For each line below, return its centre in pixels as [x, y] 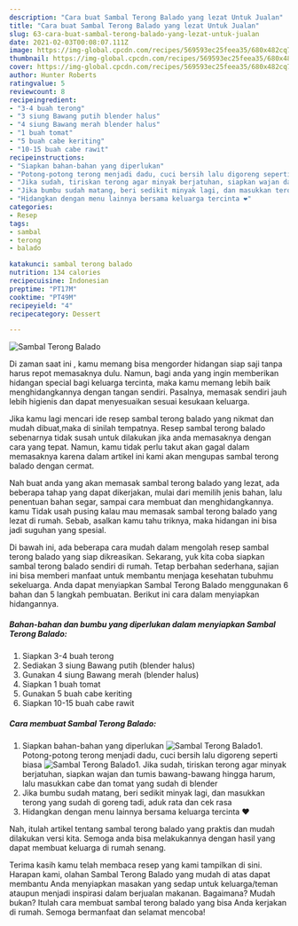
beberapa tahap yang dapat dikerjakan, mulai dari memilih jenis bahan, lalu [146, 492]
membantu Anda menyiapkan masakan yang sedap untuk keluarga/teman [144, 884]
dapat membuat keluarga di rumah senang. [88, 848]
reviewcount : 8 [37, 91]
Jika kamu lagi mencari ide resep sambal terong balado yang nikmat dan [141, 419]
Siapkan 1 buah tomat [61, 685]
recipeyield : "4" [41, 306]
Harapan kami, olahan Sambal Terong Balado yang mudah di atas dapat [140, 875]
